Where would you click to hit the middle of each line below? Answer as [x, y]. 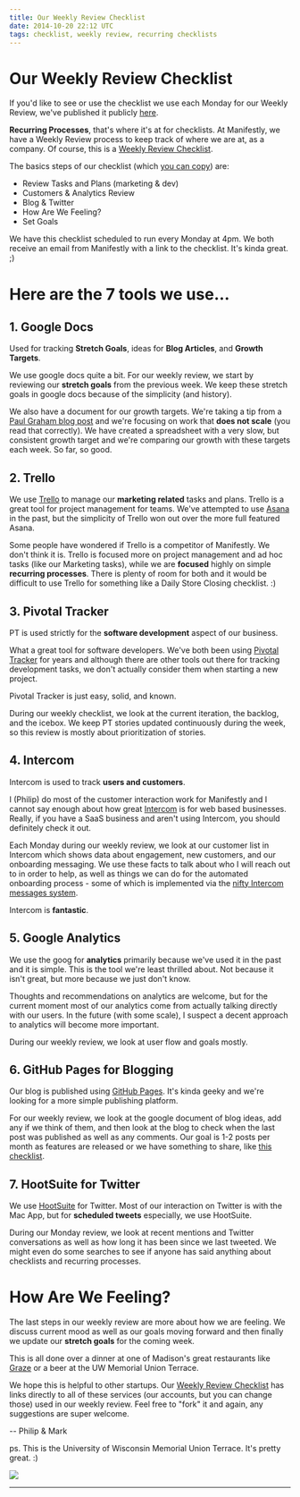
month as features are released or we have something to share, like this [141, 1146]
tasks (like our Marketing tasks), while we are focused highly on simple [140, 564]
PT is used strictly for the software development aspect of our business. [144, 632]
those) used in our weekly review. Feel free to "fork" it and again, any [136, 1404]
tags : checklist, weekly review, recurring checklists [113, 34]
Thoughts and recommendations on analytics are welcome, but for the [138, 996]
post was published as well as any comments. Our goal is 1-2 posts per [140, 1138]
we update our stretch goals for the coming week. [102, 1341]
